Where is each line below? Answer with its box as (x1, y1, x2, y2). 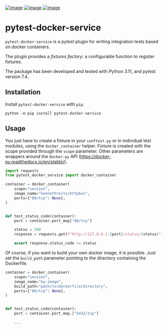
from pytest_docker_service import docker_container (5, 173, 117, 178)
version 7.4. (5, 74, 29, 80)
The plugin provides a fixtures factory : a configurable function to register (5, 53, 155, 59)
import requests (5, 168, 39, 173)
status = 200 (14, 227, 41, 232)
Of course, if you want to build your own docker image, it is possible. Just (5, 250, 156, 256)
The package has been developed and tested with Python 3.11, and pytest (5, 68, 156, 74)
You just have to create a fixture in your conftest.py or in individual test (5, 137, 152, 144)
